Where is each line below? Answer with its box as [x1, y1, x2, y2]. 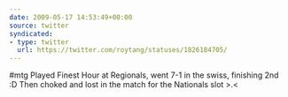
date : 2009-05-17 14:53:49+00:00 [9, 12, 133, 22]
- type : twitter [9, 37, 69, 47]
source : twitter [9, 21, 69, 30]
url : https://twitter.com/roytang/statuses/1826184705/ [17, 46, 228, 55]
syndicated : [9, 29, 53, 38]
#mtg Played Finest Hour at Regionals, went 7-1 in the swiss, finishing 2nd [9, 70, 279, 80]
